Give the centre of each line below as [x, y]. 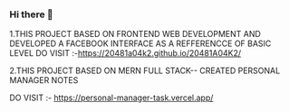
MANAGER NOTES [44, 80]
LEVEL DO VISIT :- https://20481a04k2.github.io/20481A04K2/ [125, 53]
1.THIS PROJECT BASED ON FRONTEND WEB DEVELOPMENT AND [135, 34]
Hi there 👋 [32, 14]
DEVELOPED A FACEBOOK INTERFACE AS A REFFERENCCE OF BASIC [140, 43]
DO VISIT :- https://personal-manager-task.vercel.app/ [111, 98]
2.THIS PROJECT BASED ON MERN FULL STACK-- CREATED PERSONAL [145, 70]
